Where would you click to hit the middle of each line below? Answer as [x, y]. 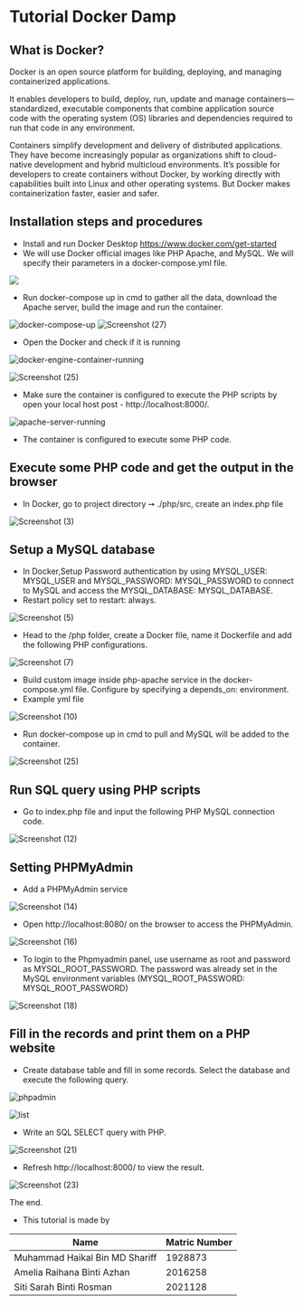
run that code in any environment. [72, 128]
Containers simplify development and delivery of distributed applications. [146, 145]
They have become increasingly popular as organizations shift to [130, 155]
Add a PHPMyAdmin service [75, 890]
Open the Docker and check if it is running [101, 342]
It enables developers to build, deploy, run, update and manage [127, 99]
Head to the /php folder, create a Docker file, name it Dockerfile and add [157, 635]
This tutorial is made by [66, 1220]
